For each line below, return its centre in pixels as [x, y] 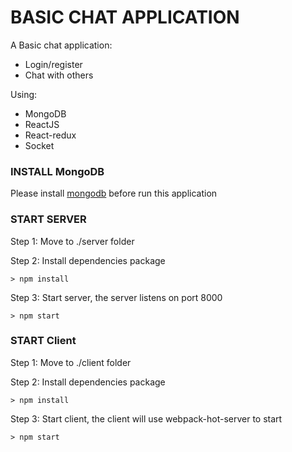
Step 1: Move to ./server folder [72, 241]
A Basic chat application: [61, 45]
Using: [24, 94]
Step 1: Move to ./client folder [71, 362]
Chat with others [59, 75]
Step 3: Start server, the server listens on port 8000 [116, 297]
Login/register [53, 64]
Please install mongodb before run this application [114, 193]
